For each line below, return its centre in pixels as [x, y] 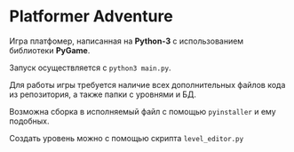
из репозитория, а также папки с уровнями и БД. [103, 94]
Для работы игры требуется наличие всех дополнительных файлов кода [147, 84]
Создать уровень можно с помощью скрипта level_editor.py [127, 138]
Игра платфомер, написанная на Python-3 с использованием [127, 41]
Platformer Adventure [91, 16]
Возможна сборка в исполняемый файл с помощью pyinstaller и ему [143, 111]
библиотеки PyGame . [50, 50]
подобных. [29, 121]
